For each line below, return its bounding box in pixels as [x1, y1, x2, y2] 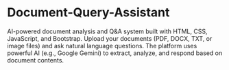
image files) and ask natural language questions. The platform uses [7, 41, 197, 50]
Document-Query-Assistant [7, 5, 170, 20]
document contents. [7, 56, 64, 64]
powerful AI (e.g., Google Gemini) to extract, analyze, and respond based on [7, 49, 223, 57]
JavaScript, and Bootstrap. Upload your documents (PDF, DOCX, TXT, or [7, 34, 213, 42]
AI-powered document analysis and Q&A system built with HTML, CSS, [7, 27, 208, 35]
